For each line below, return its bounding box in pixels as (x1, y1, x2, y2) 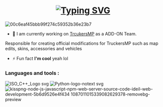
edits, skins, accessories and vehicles (5, 45, 82, 51)
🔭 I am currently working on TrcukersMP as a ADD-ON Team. (12, 31, 137, 36)
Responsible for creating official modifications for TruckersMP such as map (5, 40, 159, 46)
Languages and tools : (5, 70, 59, 76)
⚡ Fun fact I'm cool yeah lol (12, 55, 68, 61)
